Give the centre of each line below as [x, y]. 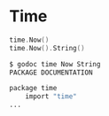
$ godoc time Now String [55, 64]
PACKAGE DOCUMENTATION [51, 73]
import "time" [51, 97]
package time [33, 89]
